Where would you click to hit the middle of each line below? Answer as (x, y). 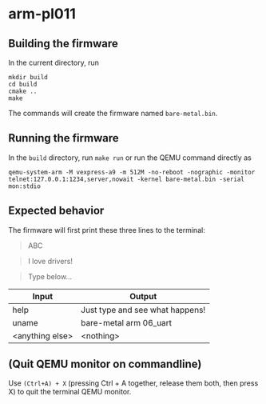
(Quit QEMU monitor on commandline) (105, 364)
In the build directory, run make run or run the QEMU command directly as (130, 158)
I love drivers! (50, 261)
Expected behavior (56, 211)
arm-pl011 (42, 14)
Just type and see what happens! (143, 310)
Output (143, 296)
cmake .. (23, 91)
